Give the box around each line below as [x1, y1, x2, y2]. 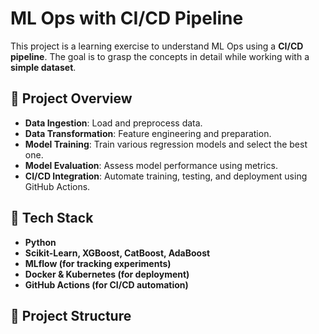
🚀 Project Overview [10, 90, 133, 107]
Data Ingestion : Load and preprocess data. [24, 117, 203, 129]
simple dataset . [10, 61, 77, 73]
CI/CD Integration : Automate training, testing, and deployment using [24, 170, 308, 182]
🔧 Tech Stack [10, 210, 94, 227]
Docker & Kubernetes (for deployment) [24, 268, 190, 280]
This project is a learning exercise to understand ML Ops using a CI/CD [10, 40, 304, 52]
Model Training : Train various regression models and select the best [24, 138, 308, 150]
